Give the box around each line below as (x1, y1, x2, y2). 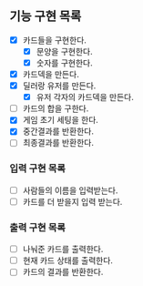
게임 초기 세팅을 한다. (22, 115, 98, 126)
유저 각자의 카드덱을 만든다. (36, 92, 134, 103)
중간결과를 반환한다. (22, 126, 94, 137)
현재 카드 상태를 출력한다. (22, 255, 114, 266)
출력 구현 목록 (9, 221, 66, 234)
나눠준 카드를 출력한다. (22, 244, 104, 255)
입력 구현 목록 (9, 162, 66, 175)
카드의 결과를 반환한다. (22, 267, 104, 278)
